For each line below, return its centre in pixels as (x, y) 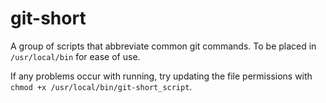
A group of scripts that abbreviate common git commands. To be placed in (163, 46)
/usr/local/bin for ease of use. (75, 56)
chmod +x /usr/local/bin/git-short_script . (101, 86)
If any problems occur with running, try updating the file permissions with (161, 76)
